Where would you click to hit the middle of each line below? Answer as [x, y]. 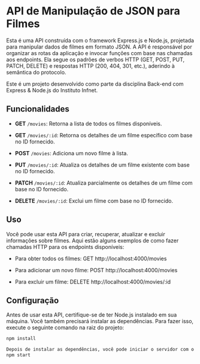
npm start [19, 355]
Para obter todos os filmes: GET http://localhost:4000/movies [91, 258]
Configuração [33, 300]
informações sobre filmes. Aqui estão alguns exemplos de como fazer [93, 240]
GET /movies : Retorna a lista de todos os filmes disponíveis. [88, 124]
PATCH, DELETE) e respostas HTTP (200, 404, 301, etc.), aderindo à [90, 66]
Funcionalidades [38, 109]
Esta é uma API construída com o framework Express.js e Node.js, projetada [100, 40]
